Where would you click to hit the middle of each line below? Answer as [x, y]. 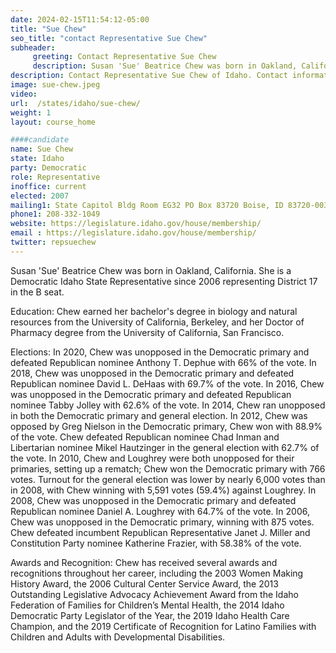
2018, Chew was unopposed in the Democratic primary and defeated [152, 373]
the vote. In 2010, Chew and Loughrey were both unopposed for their [152, 458]
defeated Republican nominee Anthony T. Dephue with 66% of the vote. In [163, 362]
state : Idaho [37, 159]
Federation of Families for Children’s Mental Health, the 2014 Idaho [147, 605]
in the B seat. [37, 292]
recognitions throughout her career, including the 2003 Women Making [157, 573]
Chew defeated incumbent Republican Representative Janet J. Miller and [160, 532]
